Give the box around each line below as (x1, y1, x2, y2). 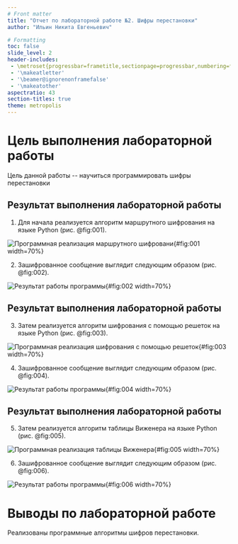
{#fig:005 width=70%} (154, 446, 220, 454)
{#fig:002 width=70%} (105, 281, 171, 290)
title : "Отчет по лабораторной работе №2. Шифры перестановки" (7, 17, 198, 24)
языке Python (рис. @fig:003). (17, 329, 108, 337)
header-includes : (7, 56, 59, 64)
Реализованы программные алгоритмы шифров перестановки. (7, 528, 200, 537)
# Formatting (7, 36, 46, 43)
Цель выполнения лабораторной (7, 132, 212, 149)
